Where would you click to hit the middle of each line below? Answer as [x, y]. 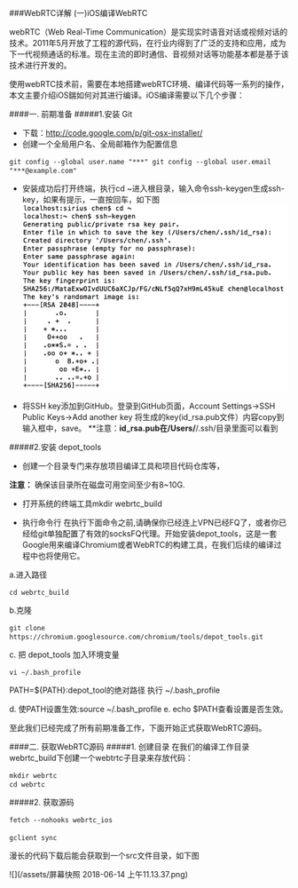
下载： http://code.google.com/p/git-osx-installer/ [112, 133]
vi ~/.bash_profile [45, 672]
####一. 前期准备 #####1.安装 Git [71, 114]
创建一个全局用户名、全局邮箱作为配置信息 [100, 144]
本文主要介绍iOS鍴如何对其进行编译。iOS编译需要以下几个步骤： [127, 95]
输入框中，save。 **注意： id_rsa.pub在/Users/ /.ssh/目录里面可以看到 [150, 428]
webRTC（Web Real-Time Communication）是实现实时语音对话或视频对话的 [149, 32]
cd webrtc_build [39, 592]
